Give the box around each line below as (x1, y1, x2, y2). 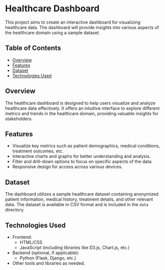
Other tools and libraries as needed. (12, 260, 85, 266)
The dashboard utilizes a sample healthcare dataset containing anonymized (5, 191, 159, 197)
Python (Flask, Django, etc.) (19, 255, 76, 261)
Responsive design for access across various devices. (12, 164, 123, 170)
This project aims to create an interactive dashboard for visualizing (5, 19, 141, 25)
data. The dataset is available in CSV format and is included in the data (5, 202, 149, 208)
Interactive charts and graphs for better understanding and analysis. (12, 153, 151, 159)
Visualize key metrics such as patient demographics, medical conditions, (12, 143, 160, 149)
